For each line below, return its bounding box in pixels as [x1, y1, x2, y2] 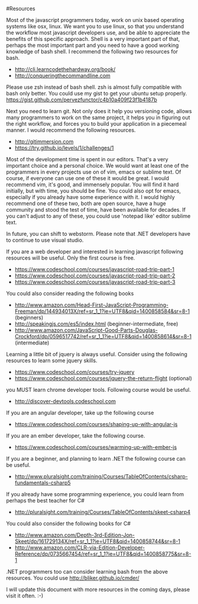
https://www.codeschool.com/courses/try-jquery [14, 369, 135, 375]
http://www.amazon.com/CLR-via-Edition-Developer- [14, 544, 145, 551]
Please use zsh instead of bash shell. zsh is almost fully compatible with [6, 84, 182, 91]
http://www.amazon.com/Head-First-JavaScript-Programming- [14, 302, 168, 308]
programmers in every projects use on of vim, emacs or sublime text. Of [6, 168, 181, 175]
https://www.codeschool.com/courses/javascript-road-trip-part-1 [14, 266, 174, 273]
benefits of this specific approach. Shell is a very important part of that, [6, 36, 180, 42]
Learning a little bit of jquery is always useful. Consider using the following [6, 351, 188, 357]
